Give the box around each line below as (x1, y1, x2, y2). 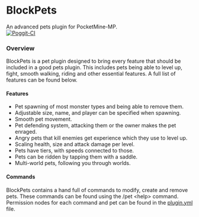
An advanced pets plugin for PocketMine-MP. (6, 23, 117, 30)
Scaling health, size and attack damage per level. (14, 141, 135, 148)
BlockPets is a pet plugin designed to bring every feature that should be (6, 57, 181, 65)
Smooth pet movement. (14, 116, 72, 123)
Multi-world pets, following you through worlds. (14, 160, 131, 167)
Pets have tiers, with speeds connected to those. (14, 147, 134, 154)
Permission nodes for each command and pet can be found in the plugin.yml (6, 199, 193, 206)
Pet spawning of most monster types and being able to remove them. (14, 103, 184, 110)
